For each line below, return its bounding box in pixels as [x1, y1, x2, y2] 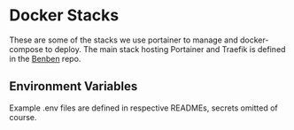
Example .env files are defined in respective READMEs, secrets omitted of [9, 103, 279, 113]
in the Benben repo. [9, 53, 81, 64]
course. [9, 111, 37, 122]
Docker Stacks [9, 5, 120, 26]
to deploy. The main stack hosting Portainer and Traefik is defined [45, 43, 286, 54]
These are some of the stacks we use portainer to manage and [9, 34, 238, 45]
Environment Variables [9, 79, 138, 94]
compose [9, 43, 44, 54]
